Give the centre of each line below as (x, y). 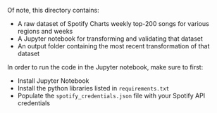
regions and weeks (45, 31)
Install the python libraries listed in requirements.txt (93, 88)
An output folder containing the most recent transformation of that (113, 46)
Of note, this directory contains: (54, 10)
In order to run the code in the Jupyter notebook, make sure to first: (105, 67)
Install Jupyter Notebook (53, 81)
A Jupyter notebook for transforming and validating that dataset (110, 39)
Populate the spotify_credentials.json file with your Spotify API (111, 95)
